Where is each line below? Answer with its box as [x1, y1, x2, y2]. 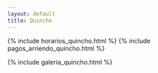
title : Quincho [7, 17, 53, 24]
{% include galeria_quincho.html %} [7, 57, 113, 66]
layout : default [7, 10, 56, 18]
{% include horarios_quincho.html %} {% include [7, 36, 151, 45]
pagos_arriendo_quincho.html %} [7, 44, 105, 52]
